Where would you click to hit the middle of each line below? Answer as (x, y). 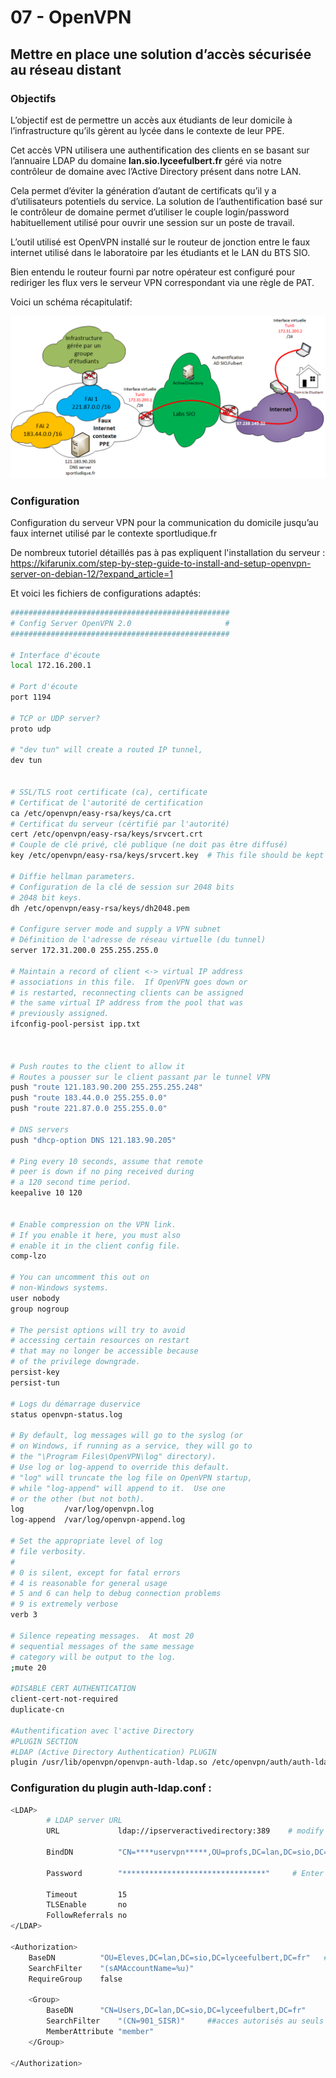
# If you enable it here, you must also (96, 1235)
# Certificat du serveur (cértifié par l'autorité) (120, 824)
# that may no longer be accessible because (104, 1351)
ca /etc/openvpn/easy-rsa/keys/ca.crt (91, 813)
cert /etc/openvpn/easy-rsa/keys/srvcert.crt (106, 834)
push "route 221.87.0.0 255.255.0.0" (89, 1109)
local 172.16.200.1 (51, 666)
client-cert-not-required (64, 1699)
